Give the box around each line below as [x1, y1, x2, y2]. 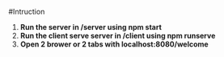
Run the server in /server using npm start [19, 22, 162, 31]
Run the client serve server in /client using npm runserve [19, 31, 216, 40]
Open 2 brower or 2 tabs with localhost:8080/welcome [19, 39, 209, 49]
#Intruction [8, 7, 45, 16]
